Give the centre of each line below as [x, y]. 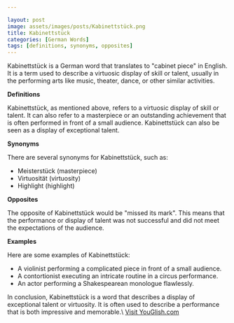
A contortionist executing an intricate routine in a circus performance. [118, 276]
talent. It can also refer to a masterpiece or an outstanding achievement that [117, 116]
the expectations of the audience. [56, 228]
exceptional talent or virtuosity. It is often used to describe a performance [113, 305]
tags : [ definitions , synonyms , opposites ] [70, 46]
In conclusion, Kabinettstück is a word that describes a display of [101, 297]
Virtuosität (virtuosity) [49, 179]
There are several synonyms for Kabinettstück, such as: [88, 158]
